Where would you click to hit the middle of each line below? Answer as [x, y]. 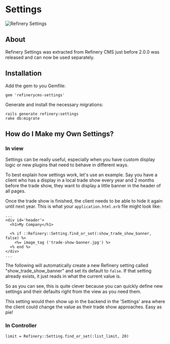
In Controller [21, 326]
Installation [23, 73]
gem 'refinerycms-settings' [35, 95]
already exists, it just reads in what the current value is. [63, 276]
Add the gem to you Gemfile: [35, 86]
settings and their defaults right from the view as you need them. [74, 291]
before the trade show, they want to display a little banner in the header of [83, 186]
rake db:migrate [22, 118]
